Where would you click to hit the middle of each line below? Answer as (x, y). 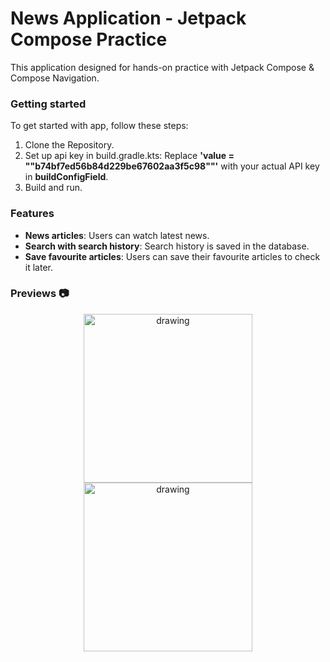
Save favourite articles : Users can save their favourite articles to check (172, 256)
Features (32, 214)
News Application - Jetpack (128, 18)
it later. (38, 267)
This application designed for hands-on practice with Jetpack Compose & (162, 67)
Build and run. (53, 188)
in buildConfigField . (66, 177)
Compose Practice (89, 39)
